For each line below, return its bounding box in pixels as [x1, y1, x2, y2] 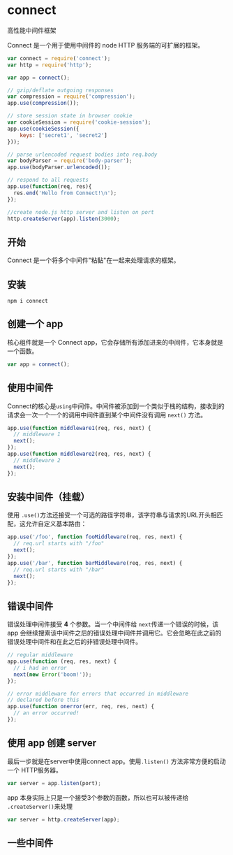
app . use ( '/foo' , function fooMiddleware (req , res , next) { [7, 533, 183, 540]
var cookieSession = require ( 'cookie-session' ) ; [7, 119, 151, 126]
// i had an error [13, 664, 68, 671]
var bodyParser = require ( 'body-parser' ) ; [7, 157, 133, 164]
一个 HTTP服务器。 [7, 766, 63, 774]
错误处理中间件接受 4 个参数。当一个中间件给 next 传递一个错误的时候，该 [7, 620, 218, 628]
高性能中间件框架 [7, 26, 57, 34]
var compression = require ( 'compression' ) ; [7, 93, 136, 100]
